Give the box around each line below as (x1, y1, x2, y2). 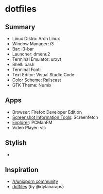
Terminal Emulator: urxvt (12, 56, 62, 62)
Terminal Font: (12, 67, 41, 72)
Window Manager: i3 (12, 41, 54, 47)
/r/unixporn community (12, 178, 58, 184)
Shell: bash (12, 62, 35, 67)
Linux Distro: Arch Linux (12, 35, 60, 41)
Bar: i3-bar (12, 46, 34, 52)
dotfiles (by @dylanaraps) (12, 184, 64, 190)
